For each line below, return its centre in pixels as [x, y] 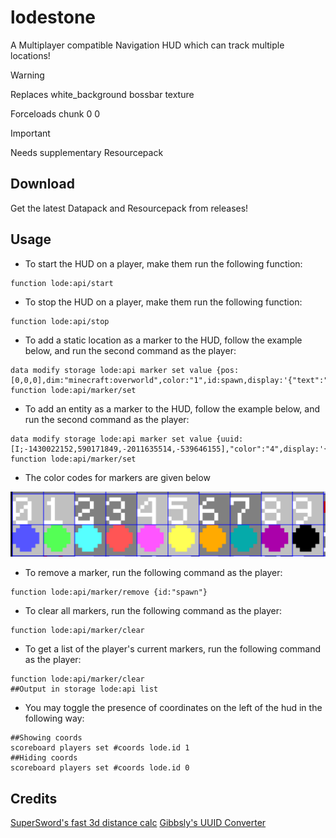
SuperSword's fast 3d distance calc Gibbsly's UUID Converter [138, 823]
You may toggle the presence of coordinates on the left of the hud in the [173, 708]
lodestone [53, 17]
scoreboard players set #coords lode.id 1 [100, 748]
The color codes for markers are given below [117, 477]
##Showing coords [46, 738]
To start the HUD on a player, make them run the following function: [163, 263]
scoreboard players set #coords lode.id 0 [100, 768]
